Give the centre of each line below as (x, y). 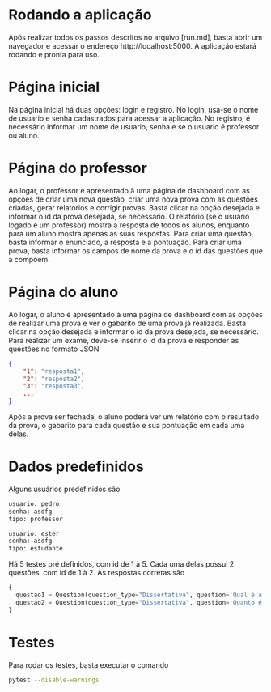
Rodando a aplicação (80, 15)
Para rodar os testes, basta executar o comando (89, 664)
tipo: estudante (36, 549)
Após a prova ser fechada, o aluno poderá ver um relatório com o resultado (134, 417)
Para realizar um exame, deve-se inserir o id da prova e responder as (124, 340)
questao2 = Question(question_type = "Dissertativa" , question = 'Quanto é (139, 602)
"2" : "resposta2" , (54, 379)
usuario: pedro (34, 503)
